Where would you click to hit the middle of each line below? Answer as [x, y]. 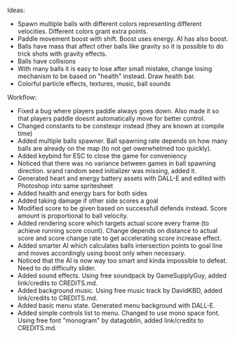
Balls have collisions [46, 61]
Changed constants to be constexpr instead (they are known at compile [121, 126]
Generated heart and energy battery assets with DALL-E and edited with [121, 178]
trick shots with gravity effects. [62, 54]
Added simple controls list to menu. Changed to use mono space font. [118, 313]
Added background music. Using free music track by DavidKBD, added [120, 290]
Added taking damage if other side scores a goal [88, 201]
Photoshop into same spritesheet [65, 186]
